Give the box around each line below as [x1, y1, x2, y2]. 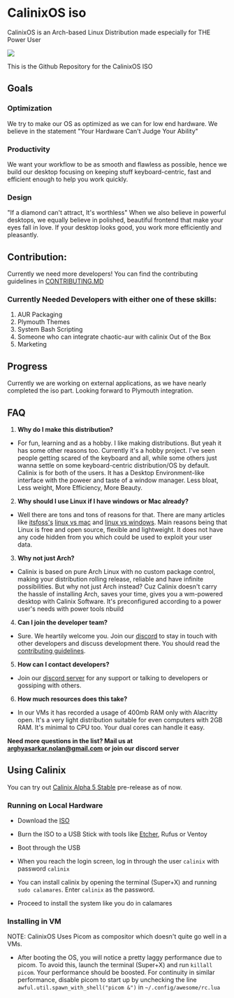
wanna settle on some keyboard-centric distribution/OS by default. [17, 461, 210, 470]
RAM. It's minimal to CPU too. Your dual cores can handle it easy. [17, 723, 205, 731]
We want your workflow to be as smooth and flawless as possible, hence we [7, 160, 227, 169]
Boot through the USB [17, 843, 81, 852]
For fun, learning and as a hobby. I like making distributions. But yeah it [17, 439, 222, 447]
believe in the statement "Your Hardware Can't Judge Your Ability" [7, 127, 199, 135]
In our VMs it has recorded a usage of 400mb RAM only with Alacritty [17, 708, 218, 717]
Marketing [17, 340, 47, 349]
